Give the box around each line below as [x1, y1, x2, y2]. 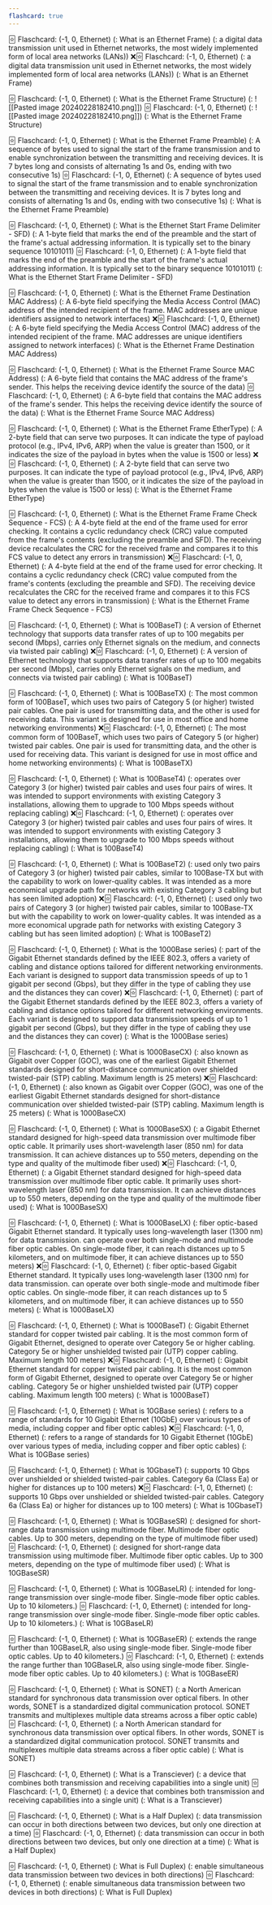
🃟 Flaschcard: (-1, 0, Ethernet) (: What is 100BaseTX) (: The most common [8, 688, 258, 698]
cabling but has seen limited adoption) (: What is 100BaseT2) [8, 929, 212, 938]
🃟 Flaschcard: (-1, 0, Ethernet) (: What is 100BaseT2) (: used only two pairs [8, 859, 261, 868]
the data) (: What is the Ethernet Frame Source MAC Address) [8, 407, 215, 417]
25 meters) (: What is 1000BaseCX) [8, 1107, 127, 1118]
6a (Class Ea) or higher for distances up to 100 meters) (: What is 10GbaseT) [8, 1500, 263, 1510]
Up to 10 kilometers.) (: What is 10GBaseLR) [8, 1618, 154, 1628]
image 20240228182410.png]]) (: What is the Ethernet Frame [38, 111, 242, 120]
